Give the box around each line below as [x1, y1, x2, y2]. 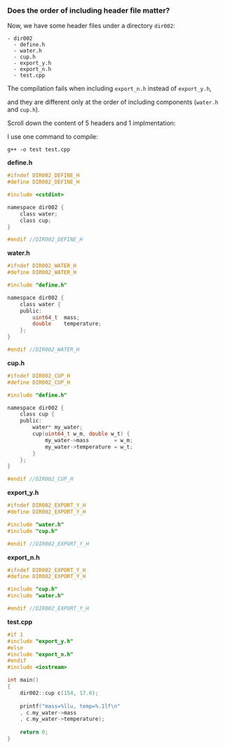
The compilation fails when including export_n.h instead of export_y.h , [7, 84, 212, 93]
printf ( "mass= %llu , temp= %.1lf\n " [20, 703, 121, 710]
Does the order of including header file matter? [7, 6, 170, 15]
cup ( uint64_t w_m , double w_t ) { [32, 430, 130, 437]
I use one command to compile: [7, 133, 98, 141]
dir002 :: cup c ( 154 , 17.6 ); [20, 689, 99, 696]
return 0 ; [20, 729, 49, 736]
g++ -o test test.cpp [7, 146, 71, 153]
